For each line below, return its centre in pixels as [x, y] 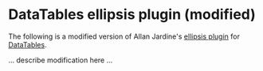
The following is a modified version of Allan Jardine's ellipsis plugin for [124, 36]
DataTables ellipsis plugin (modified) [132, 15]
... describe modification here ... [61, 60]
